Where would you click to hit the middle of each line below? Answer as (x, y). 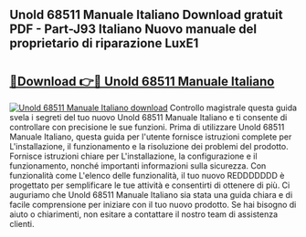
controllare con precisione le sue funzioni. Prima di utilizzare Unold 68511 (147, 127)
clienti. (22, 224)
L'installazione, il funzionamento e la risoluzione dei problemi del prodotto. (149, 146)
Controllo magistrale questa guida (233, 108)
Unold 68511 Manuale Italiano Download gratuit (146, 15)
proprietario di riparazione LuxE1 (104, 43)
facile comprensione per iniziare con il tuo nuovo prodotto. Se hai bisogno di (153, 205)
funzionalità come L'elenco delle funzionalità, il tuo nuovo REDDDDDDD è (147, 175)
